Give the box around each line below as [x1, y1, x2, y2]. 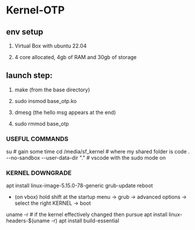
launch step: [6, 71, 53, 81]
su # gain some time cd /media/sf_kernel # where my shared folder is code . [6, 148, 190, 155]
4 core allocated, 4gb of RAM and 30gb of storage [14, 54, 137, 60]
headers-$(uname [6, 217, 50, 224]
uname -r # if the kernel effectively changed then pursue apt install [6, 211, 168, 218]
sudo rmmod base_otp [14, 120, 69, 127]
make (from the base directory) [14, 86, 90, 93]
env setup [6, 27, 44, 37]
